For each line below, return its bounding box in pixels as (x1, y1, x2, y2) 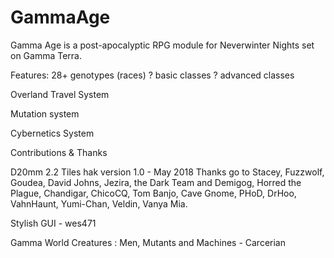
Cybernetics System (10, 127, 95, 139)
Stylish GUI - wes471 (10, 217, 97, 229)
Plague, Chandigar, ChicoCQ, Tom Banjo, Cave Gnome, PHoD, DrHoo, (10, 187, 297, 199)
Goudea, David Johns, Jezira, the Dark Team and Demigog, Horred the (10, 176, 302, 188)
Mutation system (10, 107, 80, 120)
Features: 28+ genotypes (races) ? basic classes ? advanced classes (10, 69, 295, 81)
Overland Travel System (10, 88, 110, 100)
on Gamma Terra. (10, 49, 82, 61)
